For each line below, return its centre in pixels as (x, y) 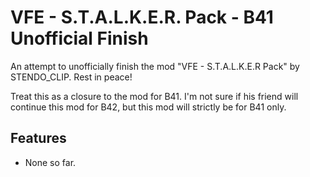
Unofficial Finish (79, 38)
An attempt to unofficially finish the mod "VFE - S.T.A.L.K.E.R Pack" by (155, 66)
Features (38, 138)
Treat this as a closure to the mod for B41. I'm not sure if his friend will (154, 96)
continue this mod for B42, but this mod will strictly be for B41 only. (148, 107)
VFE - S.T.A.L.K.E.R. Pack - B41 (142, 17)
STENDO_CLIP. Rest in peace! (71, 77)
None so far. (50, 162)
